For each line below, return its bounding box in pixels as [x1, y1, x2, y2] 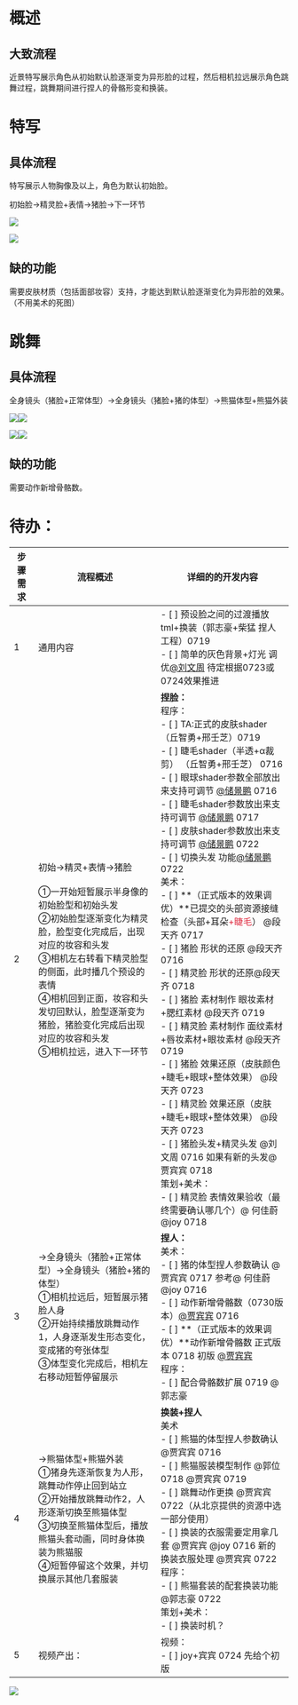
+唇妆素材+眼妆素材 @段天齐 [160, 1033, 281, 1045]
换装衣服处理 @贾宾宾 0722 [160, 1552, 278, 1565]
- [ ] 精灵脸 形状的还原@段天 [160, 966, 281, 979]
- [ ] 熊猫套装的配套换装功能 [160, 1579, 278, 1591]
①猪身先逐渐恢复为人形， [38, 1466, 149, 1479]
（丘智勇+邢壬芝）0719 [160, 731, 261, 743]
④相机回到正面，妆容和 [38, 992, 140, 1004]
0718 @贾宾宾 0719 [160, 1472, 247, 1485]
